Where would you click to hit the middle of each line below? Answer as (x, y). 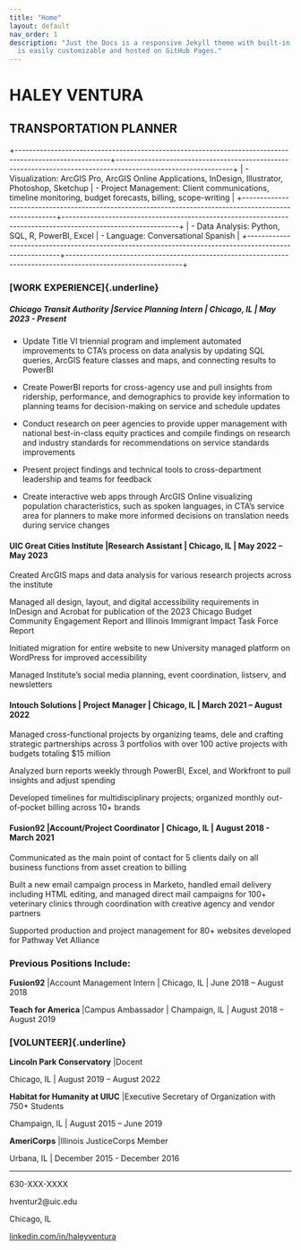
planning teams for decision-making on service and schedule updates (151, 406)
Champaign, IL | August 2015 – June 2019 (86, 1123)
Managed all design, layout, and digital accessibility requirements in (134, 602)
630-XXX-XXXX (39, 1184)
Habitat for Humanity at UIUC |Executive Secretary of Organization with (142, 1097)
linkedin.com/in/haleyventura (63, 1237)
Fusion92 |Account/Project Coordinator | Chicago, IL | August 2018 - (140, 828)
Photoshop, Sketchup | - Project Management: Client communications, (140, 188)
